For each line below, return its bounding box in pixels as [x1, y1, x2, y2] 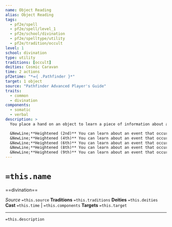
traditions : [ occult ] [5, 60, 52, 65]
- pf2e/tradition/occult [10, 41, 63, 46]
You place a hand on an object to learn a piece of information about [10, 121, 164, 127]
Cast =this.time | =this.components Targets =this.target [5, 202, 127, 208]
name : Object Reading [5, 7, 52, 13]
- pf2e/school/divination [10, 31, 66, 36]
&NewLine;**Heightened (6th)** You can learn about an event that [10, 140, 155, 146]
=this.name [5, 172, 52, 181]
